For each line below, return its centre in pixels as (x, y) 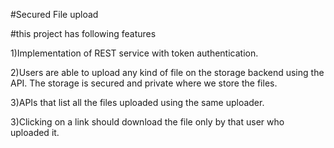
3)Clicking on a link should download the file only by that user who (147, 122)
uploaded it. (35, 132)
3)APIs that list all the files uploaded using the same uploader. (137, 102)
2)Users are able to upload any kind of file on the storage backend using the (167, 72)
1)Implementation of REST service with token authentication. (134, 53)
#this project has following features (83, 33)
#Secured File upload (54, 14)
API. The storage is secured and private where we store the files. (144, 83)
